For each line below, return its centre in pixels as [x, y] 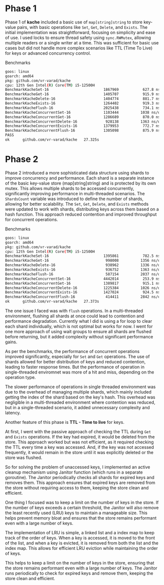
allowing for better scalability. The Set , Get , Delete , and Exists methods [77, 204]
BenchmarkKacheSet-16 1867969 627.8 [79, 90]
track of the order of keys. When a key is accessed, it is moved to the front [80, 538]
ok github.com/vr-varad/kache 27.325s [52, 140]
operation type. [20, 377]
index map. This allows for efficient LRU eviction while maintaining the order [82, 548]
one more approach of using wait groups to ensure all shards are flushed [78, 332]
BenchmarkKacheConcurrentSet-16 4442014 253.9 [79, 279]
